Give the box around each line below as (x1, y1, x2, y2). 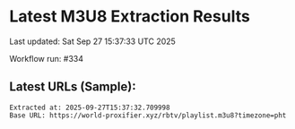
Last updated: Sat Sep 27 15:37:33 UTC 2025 (9, 36, 177, 47)
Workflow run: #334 (9, 53, 83, 64)
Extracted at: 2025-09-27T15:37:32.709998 (9, 103, 170, 112)
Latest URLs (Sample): (9, 79, 136, 95)
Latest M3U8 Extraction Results (9, 6, 251, 27)
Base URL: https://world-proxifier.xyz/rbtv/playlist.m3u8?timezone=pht (9, 110, 287, 120)
